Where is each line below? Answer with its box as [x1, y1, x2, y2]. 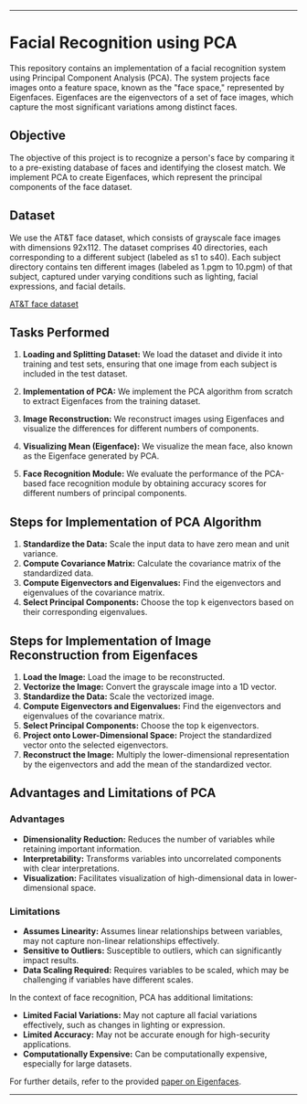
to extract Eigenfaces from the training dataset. [22, 396, 201, 407]
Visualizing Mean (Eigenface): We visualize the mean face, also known [22, 441, 293, 452]
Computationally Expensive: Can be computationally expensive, [22, 1048, 268, 1059]
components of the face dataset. [9, 181, 132, 192]
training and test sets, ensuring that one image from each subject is [22, 358, 278, 370]
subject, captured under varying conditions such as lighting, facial [9, 271, 259, 281]
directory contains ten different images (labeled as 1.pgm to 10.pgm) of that [9, 261, 293, 272]
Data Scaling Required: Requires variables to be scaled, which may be [22, 964, 290, 975]
